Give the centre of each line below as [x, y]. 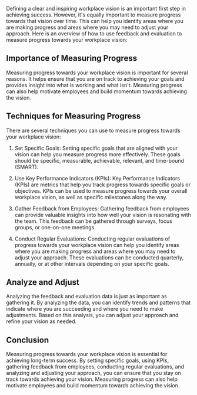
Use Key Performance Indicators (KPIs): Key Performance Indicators [97, 178]
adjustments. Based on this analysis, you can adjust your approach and [92, 315]
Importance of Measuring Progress [72, 58]
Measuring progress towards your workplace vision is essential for [87, 354]
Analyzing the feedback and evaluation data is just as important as [87, 297]
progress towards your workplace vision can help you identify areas [97, 245]
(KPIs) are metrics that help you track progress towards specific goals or [103, 185]
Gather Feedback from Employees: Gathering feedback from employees [102, 208]
